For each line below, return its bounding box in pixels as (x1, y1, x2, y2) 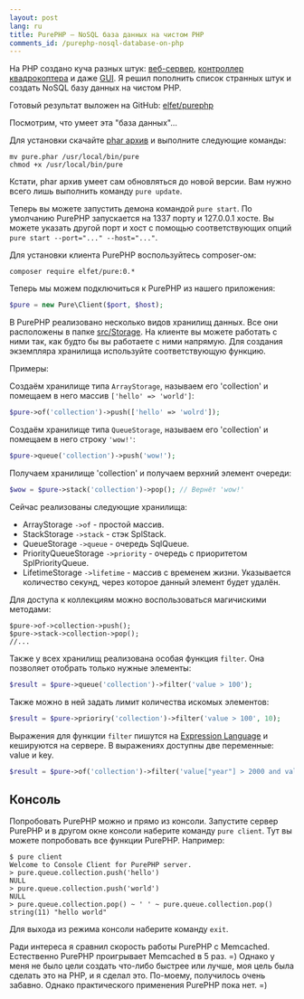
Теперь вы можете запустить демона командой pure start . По (9, 203, 253, 214)
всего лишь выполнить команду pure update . (9, 186, 183, 197)
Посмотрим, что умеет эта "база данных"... (9, 118, 178, 128)
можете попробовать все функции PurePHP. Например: (9, 835, 225, 846)
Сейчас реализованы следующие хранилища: (9, 501, 188, 512)
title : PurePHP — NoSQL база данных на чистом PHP (9, 30, 204, 39)
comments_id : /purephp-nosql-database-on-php (9, 38, 184, 48)
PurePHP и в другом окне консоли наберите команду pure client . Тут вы (9, 825, 292, 836)
